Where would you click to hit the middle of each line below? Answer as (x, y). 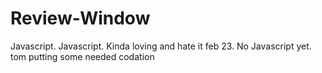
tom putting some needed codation (82, 56)
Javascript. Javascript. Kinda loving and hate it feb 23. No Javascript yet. (161, 46)
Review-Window (80, 18)
